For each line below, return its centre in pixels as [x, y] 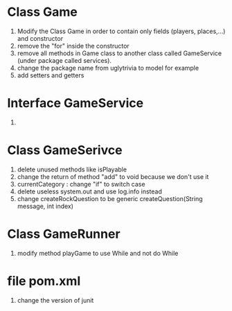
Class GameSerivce [65, 150]
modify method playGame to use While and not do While [98, 253]
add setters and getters [51, 75]
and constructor [40, 38]
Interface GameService [75, 103]
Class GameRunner [64, 234]
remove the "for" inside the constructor [73, 46]
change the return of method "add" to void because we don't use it [113, 176]
